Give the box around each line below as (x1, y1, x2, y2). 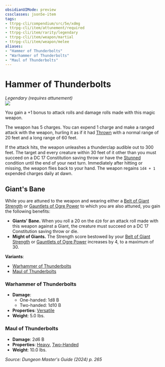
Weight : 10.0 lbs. (12, 347, 47, 353)
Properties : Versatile (12, 307, 55, 313)
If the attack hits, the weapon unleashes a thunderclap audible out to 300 (5, 144, 154, 150)
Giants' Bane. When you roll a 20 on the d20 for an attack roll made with (12, 218, 159, 224)
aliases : (5, 44, 23, 49)
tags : (5, 16, 16, 21)
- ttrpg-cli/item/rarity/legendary (5, 30, 78, 35)
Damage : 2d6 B (12, 336, 44, 342)
